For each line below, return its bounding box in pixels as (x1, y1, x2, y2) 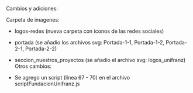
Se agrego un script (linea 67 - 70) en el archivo (14, 74, 130, 81)
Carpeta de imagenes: (6, 16, 60, 23)
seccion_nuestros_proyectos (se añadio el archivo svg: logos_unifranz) (14, 57, 186, 63)
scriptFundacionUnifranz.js (14, 80, 80, 87)
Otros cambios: (14, 63, 51, 70)
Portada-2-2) (25, 45, 57, 52)
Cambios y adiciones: (6, 5, 58, 12)
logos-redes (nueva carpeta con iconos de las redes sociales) (14, 27, 164, 35)
